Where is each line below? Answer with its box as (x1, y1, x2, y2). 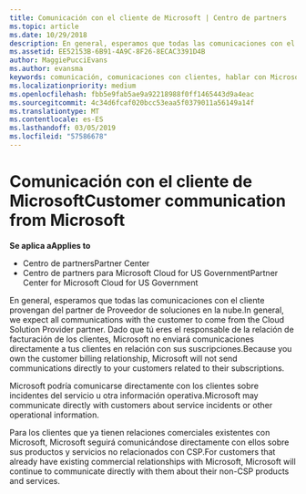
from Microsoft (9, 211, 126, 231)
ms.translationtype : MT (9, 107, 100, 116)
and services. (9, 475, 61, 486)
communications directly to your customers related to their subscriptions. (9, 362, 285, 374)
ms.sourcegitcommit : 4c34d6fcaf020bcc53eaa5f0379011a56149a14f (9, 98, 255, 108)
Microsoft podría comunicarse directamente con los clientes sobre (9, 380, 260, 391)
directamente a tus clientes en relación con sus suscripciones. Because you (9, 343, 292, 354)
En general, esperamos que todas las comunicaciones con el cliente (9, 294, 265, 305)
